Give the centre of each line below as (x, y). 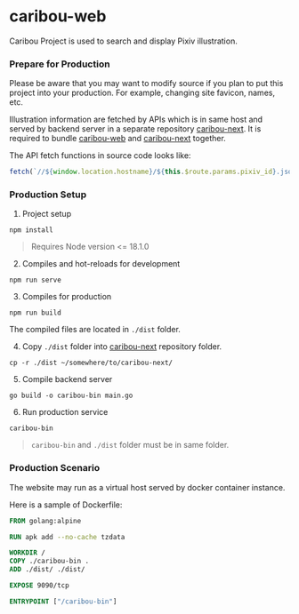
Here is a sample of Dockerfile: (66, 505)
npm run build (36, 313)
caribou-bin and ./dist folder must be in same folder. (130, 445)
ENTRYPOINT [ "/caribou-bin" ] (63, 602)
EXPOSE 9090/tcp (39, 586)
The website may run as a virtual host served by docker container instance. (147, 487)
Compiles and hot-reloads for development (101, 264)
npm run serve (36, 280)
